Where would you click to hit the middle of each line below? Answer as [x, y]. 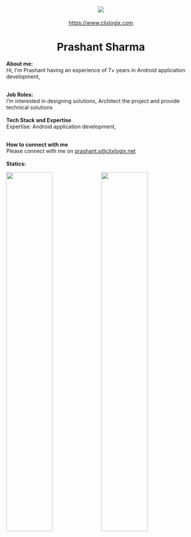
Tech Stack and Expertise [39, 120]
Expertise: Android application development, [61, 126]
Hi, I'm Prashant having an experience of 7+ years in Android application [96, 70]
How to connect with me [37, 144]
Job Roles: [20, 94]
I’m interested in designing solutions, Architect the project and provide [93, 101]
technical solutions [29, 107]
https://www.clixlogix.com [101, 23]
